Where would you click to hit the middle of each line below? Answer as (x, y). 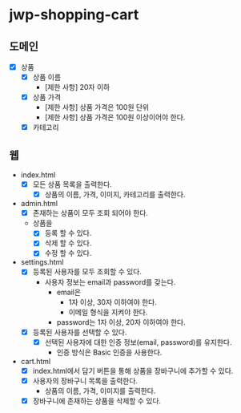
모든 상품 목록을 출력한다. (72, 184)
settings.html (42, 262)
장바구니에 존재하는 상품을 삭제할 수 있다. (97, 401)
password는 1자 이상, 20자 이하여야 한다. (121, 322)
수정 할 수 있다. (68, 253)
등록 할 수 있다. (68, 233)
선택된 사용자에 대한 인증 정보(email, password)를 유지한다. (138, 342)
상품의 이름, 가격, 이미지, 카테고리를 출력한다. (115, 195)
